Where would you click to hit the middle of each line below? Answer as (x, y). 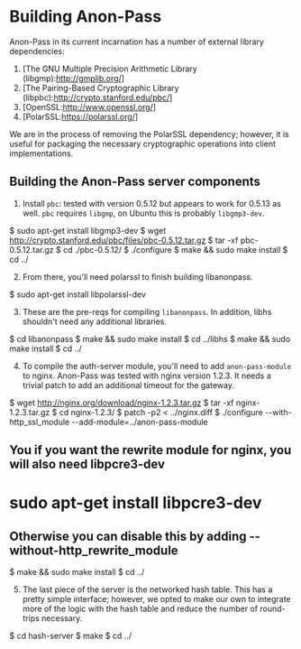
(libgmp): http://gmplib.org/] (73, 78)
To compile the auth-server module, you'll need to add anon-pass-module (157, 366)
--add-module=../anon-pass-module (140, 422)
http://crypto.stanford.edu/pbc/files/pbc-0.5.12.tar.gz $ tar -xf (124, 240)
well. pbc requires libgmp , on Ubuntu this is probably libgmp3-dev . (143, 213)
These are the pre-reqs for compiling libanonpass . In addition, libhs (147, 311)
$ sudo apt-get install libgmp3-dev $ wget (88, 230)
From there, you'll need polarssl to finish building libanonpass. (138, 276)
